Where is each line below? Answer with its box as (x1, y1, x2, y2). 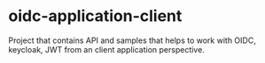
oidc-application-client (8, 6, 183, 26)
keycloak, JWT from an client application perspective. (8, 44, 205, 54)
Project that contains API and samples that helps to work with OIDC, (8, 35, 256, 45)
